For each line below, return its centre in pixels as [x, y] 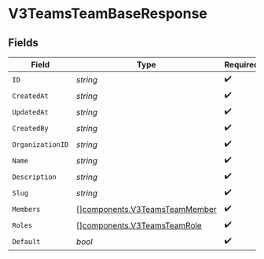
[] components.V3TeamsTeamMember [147, 209]
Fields [24, 43]
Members [26, 209]
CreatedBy [30, 128]
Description [35, 177]
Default [26, 241]
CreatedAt [30, 96]
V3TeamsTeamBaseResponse [108, 14]
